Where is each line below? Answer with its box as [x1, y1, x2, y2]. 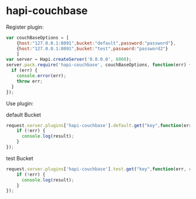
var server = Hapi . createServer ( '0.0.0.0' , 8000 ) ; [6, 57, 132, 63]
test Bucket [6, 155, 34, 162]
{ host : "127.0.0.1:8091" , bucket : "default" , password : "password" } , [16, 40, 176, 46]
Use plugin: [6, 99, 34, 107]
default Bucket [6, 111, 41, 118]
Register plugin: [6, 23, 44, 30]
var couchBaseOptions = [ [6, 35, 69, 40]
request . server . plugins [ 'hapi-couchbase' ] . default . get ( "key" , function [6, 122, 181, 128]
